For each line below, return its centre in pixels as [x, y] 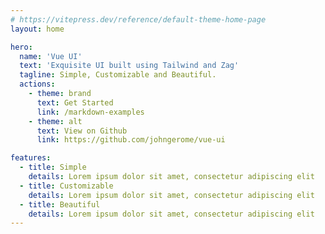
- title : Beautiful [60, 204]
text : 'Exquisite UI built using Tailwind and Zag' [129, 66]
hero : [21, 47]
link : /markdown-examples [90, 112]
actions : [37, 84]
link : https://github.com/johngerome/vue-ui [131, 140]
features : [31, 158]
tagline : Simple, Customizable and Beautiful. [118, 75]
